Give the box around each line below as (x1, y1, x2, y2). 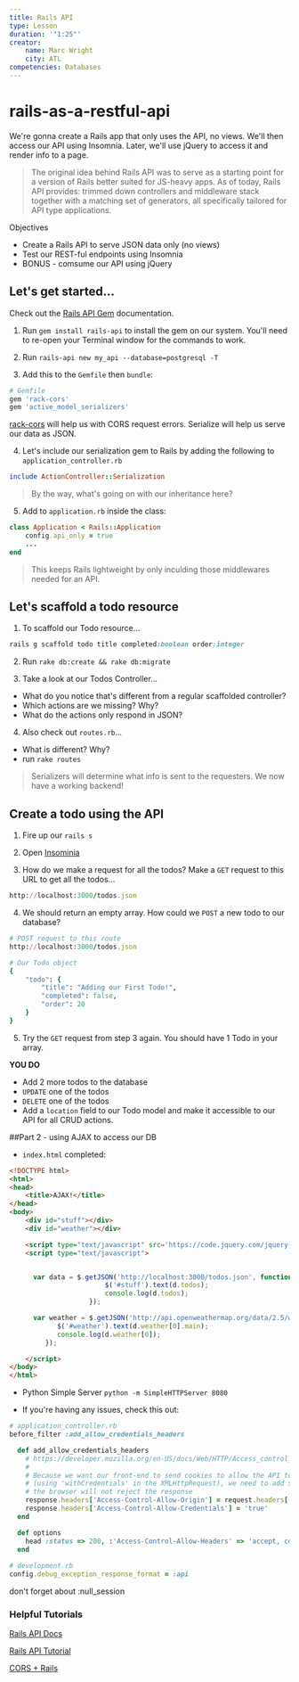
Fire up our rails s (21, 830, 93, 841)
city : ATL (25, 54, 62, 63)
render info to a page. (9, 149, 89, 160)
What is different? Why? (21, 744, 110, 755)
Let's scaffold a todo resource (9, 599, 180, 615)
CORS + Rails (9, 1663, 59, 1674)
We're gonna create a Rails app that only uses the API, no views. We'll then (9, 130, 284, 141)
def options (17, 1528, 62, 1538)
